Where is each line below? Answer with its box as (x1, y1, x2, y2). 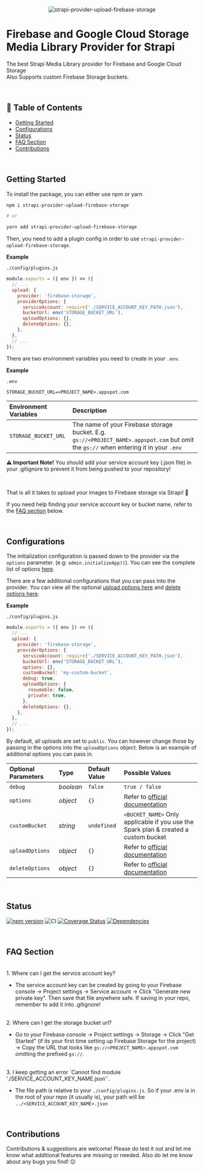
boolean (58, 782, 83, 791)
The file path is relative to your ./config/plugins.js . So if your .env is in (15, 1086, 195, 1094)
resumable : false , (28, 687, 75, 693)
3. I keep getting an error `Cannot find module (6, 1068, 121, 1075)
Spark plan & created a (123, 825, 189, 834)
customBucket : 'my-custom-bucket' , (22, 670, 113, 676)
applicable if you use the (123, 818, 194, 826)
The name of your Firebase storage (72, 420, 173, 429)
